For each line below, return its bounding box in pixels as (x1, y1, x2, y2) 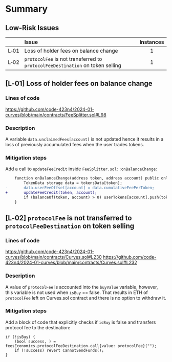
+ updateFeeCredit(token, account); (5, 190, 97, 195)
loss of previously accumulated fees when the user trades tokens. (5, 141, 144, 147)
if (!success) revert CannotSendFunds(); (14, 348, 104, 353)
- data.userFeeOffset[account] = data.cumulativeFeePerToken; (5, 185, 155, 191)
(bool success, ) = (14, 338, 56, 344)
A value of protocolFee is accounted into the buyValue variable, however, (5, 284, 158, 290)
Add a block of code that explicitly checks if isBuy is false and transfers (5, 319, 156, 325)
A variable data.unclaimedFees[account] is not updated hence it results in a (5, 136, 164, 142)
